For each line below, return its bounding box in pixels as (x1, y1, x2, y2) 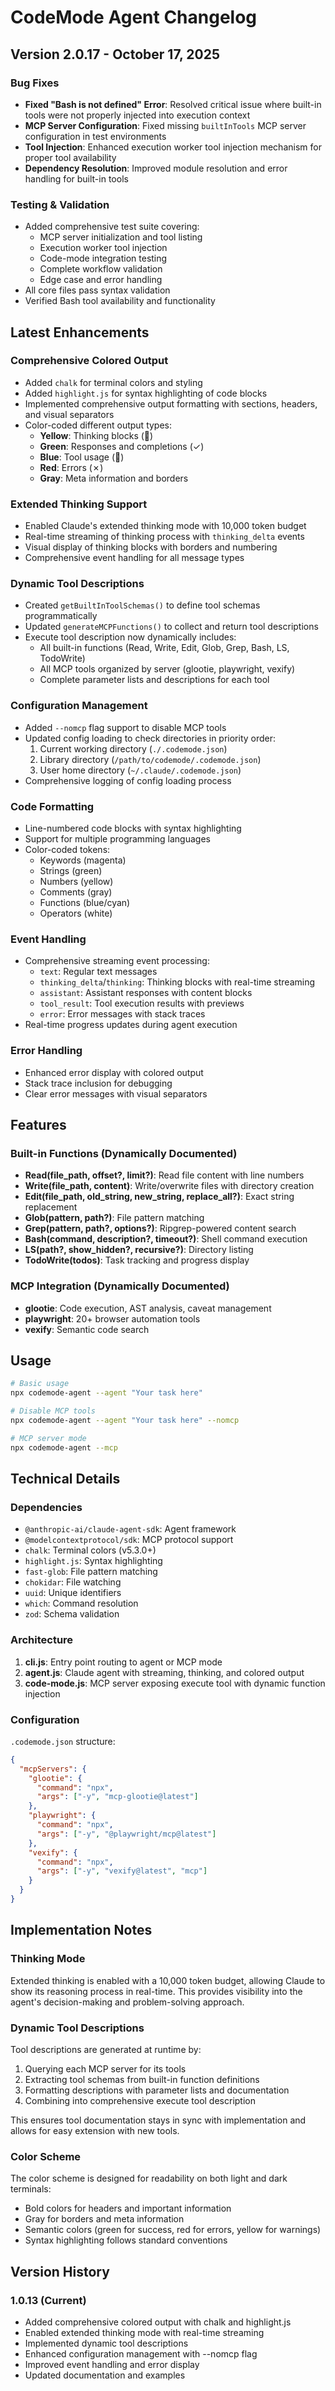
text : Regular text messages (39, 966, 158, 978)
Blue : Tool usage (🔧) (39, 451, 125, 463)
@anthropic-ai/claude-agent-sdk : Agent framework (24, 1523, 237, 1535)
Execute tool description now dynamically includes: (24, 631, 237, 643)
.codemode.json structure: (10, 1735, 116, 1747)
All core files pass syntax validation (24, 284, 171, 296)
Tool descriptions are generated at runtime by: (10, 2043, 202, 2055)
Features (10, 1117, 67, 1134)
